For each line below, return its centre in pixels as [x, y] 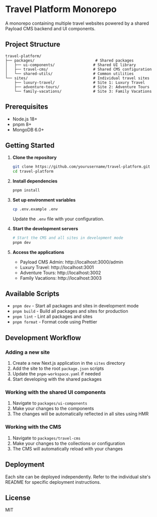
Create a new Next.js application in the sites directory [69, 363]
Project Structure [33, 45]
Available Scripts [32, 294]
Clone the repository [34, 158]
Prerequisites [27, 107]
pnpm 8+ [22, 124]
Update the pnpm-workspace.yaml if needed [57, 374]
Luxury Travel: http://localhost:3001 [57, 267]
